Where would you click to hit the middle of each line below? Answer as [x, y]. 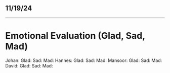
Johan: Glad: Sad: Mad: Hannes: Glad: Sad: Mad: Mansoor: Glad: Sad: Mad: [84, 60]
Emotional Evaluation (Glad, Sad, [75, 36]
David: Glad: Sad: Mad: [29, 65]
